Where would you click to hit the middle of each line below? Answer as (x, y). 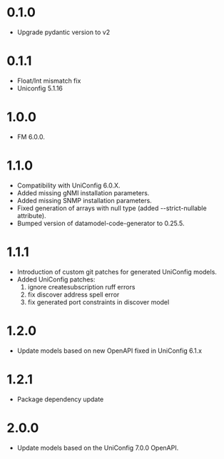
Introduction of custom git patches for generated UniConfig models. (117, 272)
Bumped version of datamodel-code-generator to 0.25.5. (101, 223)
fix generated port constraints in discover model (98, 302)
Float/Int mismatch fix (49, 81)
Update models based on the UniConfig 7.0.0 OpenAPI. (98, 448)
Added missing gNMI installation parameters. (83, 192)
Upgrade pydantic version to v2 (63, 32)
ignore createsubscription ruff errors (81, 287)
